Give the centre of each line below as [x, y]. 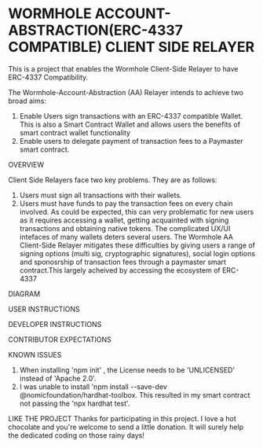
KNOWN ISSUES [35, 354]
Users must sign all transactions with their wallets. [100, 195]
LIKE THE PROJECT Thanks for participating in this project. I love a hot [122, 418]
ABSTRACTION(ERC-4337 [95, 30]
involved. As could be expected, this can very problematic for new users [137, 211]
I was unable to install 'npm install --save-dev [93, 387]
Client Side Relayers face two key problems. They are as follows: [113, 180]
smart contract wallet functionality [75, 132]
